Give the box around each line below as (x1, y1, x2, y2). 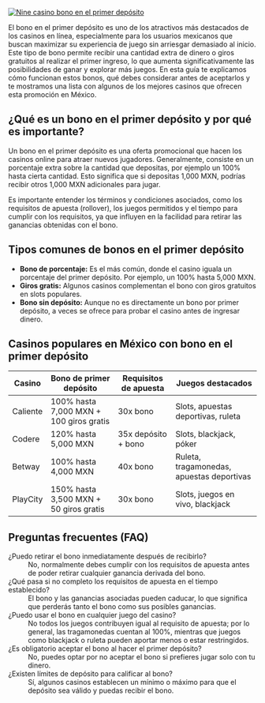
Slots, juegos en (175, 489, 235, 500)
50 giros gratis (50, 504, 105, 515)
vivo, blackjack (175, 498, 231, 509)
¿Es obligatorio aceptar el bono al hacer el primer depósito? (8, 644, 203, 653)
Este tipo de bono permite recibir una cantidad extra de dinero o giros (8, 48, 235, 57)
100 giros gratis (50, 415, 110, 427)
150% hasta (50, 484, 97, 495)
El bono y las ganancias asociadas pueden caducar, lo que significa (28, 593, 248, 603)
